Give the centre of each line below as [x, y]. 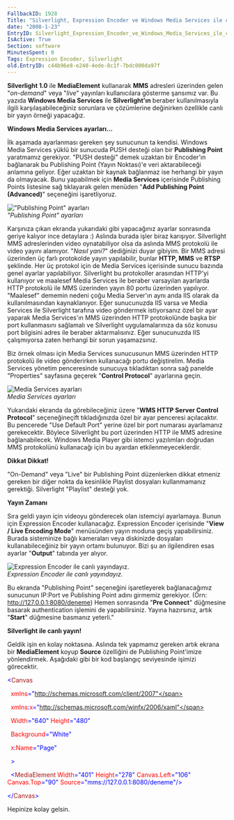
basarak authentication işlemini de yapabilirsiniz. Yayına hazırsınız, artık [110, 610]
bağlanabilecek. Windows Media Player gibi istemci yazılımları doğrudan [111, 440]
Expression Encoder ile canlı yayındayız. [65, 574]
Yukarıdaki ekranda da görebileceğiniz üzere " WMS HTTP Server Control [113, 410]
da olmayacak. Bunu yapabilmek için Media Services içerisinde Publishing [114, 179]
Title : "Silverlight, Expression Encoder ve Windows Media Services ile [115, 20]
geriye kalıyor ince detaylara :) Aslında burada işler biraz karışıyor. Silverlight [117, 236]
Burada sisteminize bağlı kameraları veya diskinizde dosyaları [95, 538]
